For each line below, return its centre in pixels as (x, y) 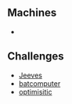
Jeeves (30, 75)
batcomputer (40, 83)
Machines (32, 13)
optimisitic (35, 91)
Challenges (36, 57)
